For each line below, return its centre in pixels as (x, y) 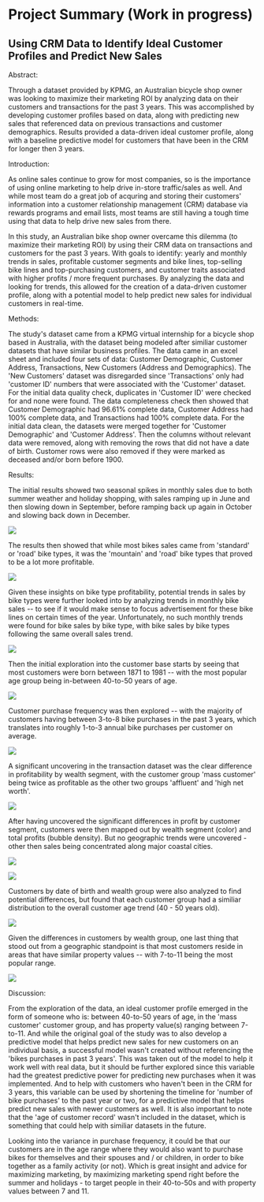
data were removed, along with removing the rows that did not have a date (129, 443)
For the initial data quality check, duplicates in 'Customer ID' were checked (130, 393)
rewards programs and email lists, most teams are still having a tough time (129, 213)
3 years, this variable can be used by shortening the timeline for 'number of (131, 1092)
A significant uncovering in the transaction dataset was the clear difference (130, 766)
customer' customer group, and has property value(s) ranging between (124, 1025)
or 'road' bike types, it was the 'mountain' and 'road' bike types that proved (130, 554)
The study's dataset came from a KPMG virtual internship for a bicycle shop (131, 334)
